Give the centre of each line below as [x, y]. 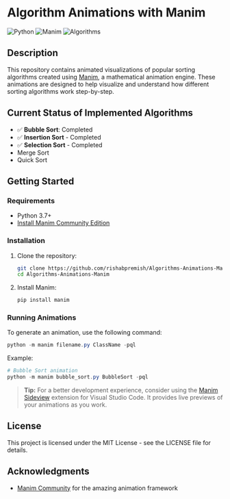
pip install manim [43, 300]
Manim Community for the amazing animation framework [97, 488]
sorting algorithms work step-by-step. [61, 91]
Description [33, 53]
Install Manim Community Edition [63, 223]
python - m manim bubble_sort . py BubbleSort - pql [78, 377]
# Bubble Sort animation [42, 371]
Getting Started [41, 181]
